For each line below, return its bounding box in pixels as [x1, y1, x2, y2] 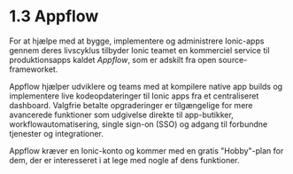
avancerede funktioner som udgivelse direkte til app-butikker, [9, 109, 235, 120]
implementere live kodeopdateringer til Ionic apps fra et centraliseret [9, 91, 259, 101]
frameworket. [9, 64, 58, 75]
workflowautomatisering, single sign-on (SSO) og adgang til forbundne [9, 118, 268, 130]
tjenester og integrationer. [9, 128, 104, 138]
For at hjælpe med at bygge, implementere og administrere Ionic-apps [9, 36, 265, 46]
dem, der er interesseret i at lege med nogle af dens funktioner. [9, 154, 240, 165]
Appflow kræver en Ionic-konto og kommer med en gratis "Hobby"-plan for [9, 145, 284, 156]
